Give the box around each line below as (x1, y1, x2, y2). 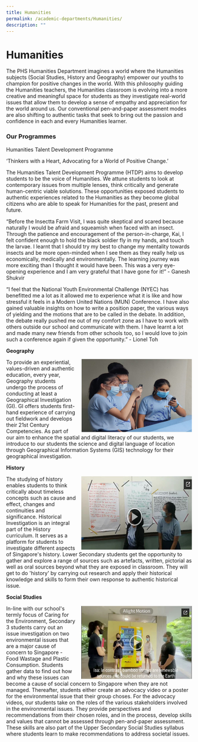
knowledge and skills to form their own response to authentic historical (6, 576, 179, 583)
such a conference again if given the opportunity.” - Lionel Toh (6, 336, 159, 343)
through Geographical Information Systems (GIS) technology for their (6, 446, 174, 454)
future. (6, 206, 22, 214)
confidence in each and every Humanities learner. (6, 118, 127, 125)
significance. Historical (6, 513, 62, 520)
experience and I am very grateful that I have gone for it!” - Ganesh (27, 268, 190, 275)
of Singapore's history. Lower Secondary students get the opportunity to (6, 550, 183, 557)
